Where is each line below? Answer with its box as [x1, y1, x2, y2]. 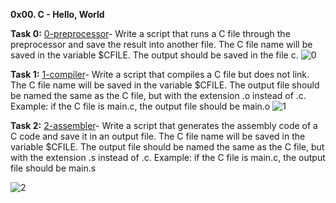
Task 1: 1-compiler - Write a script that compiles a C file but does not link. [10, 69, 310, 80]
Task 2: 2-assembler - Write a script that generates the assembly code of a [10, 120, 318, 131]
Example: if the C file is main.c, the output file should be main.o [10, 100, 271, 112]
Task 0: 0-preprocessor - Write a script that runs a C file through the [10, 28, 291, 39]
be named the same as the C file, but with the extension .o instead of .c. [10, 90, 307, 101]
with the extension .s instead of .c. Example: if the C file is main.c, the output [10, 152, 326, 163]
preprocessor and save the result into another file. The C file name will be [10, 39, 313, 50]
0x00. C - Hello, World [10, 9, 105, 20]
